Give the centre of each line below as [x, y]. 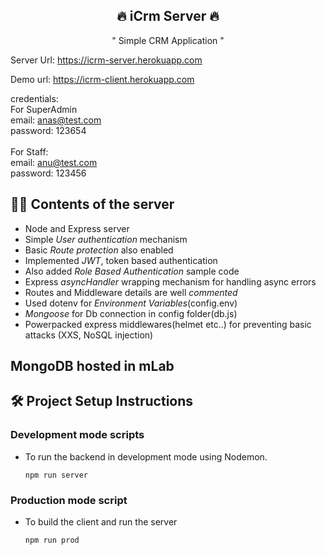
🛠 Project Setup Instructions [102, 401]
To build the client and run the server [101, 522]
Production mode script [69, 500]
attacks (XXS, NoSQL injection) [89, 335]
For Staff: [29, 151]
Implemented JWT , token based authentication [121, 260]
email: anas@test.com [56, 120]
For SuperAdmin [44, 109]
